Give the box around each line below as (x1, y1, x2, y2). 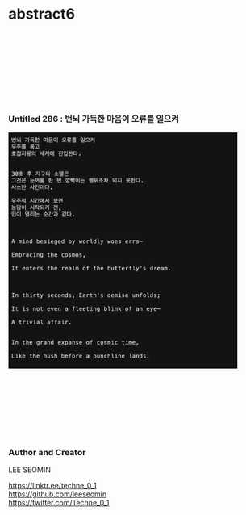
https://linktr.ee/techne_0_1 (8, 481, 97, 491)
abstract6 (8, 5, 76, 23)
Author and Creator (8, 446, 86, 458)
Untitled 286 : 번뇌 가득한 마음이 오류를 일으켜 (8, 113, 179, 124)
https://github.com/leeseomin (8, 489, 107, 499)
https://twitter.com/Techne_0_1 (8, 498, 110, 508)
